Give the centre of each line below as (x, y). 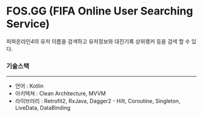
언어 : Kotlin (29, 86)
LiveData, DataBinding (43, 108)
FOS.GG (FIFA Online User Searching (100, 11)
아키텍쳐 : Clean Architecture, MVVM (60, 93)
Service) (28, 24)
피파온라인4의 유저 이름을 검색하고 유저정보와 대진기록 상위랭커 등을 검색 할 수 (98, 41)
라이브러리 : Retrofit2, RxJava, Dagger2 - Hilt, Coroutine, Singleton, (98, 101)
